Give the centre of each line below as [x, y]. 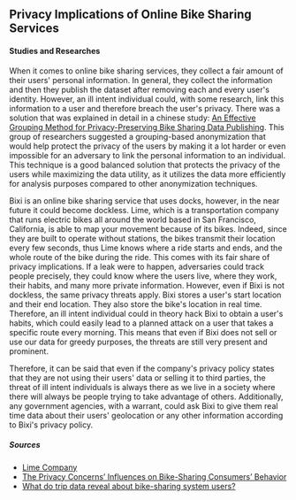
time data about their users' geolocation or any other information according [146, 415]
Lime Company [49, 467]
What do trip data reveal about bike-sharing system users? [129, 486]
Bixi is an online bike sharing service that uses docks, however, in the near [144, 200]
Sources [25, 445]
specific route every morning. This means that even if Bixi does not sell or [143, 332]
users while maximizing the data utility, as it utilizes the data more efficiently [148, 174]
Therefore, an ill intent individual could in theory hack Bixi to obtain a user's [146, 313]
